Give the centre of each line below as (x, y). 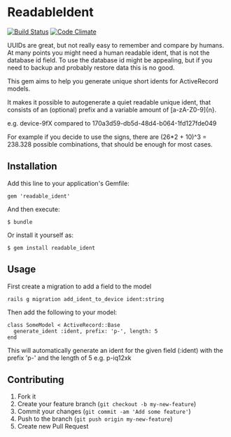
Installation (32, 167)
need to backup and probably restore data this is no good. (91, 67)
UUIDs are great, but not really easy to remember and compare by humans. (116, 45)
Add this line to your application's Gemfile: (68, 183)
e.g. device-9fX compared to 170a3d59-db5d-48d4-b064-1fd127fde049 (112, 123)
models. (19, 88)
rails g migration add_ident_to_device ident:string (86, 299)
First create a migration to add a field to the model (79, 286)
